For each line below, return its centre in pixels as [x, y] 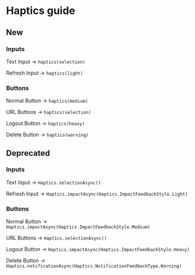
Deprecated [28, 153]
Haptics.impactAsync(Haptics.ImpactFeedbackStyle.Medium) [78, 227]
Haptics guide [41, 11]
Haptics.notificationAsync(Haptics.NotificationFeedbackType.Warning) [94, 266]
